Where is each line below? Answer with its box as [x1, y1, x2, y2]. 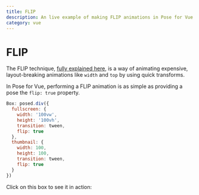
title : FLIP [6, 8, 36, 15]
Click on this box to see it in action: [6, 183, 92, 190]
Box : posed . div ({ [6, 100, 49, 107]
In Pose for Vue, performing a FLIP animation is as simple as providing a [6, 83, 183, 90]
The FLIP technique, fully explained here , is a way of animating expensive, [6, 65, 188, 72]
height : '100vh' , [17, 117, 60, 123]
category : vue [6, 20, 42, 26]
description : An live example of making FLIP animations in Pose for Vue [6, 14, 194, 20]
